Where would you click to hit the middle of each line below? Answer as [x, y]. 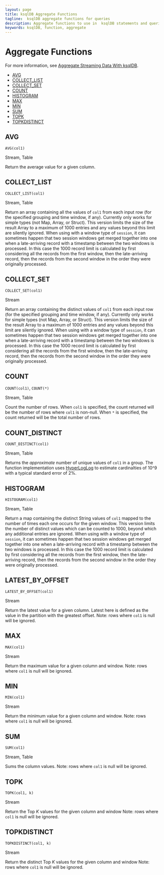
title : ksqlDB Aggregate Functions [41, 14]
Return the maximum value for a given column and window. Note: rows [76, 666]
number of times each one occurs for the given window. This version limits [80, 523]
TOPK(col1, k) [20, 793]
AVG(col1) [15, 148]
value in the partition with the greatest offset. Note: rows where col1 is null [80, 615]
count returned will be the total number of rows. [53, 417]
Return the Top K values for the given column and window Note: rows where [82, 811]
